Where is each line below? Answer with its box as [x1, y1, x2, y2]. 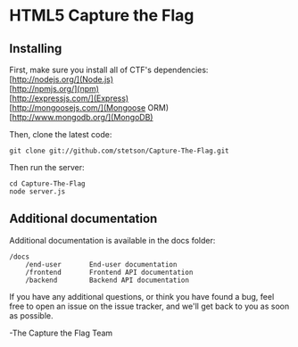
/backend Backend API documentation [25, 276, 190, 285]
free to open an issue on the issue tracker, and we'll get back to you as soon [9, 301, 290, 311]
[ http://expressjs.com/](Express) [9, 93, 129, 103]
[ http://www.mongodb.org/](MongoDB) [9, 112, 153, 122]
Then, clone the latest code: [9, 129, 112, 139]
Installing [9, 41, 62, 56]
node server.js [9, 187, 66, 196]
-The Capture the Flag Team [9, 327, 113, 338]
